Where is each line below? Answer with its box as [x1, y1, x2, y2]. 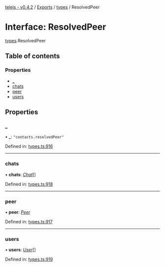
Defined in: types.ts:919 [5, 256, 53, 263]
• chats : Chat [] [5, 171, 36, 177]
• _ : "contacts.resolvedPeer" [5, 134, 64, 140]
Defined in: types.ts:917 [5, 219, 53, 225]
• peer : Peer [5, 209, 30, 215]
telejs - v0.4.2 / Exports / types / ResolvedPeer [5, 4, 100, 10]
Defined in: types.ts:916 [5, 143, 53, 149]
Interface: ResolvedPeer [5, 22, 107, 33]
